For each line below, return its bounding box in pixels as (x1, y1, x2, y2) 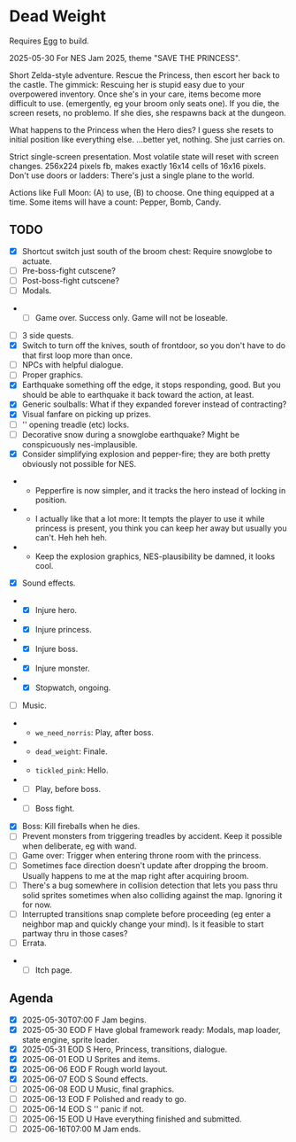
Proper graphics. (21, 369, 84, 380)
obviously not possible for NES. (21, 458, 137, 469)
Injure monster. (34, 663, 90, 673)
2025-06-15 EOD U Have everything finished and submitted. (21, 1114, 242, 1124)
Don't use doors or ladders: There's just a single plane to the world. (9, 170, 254, 181)
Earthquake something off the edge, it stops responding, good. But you (21, 379, 281, 391)
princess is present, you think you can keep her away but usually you (34, 523, 287, 533)
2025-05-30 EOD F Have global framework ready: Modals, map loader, (21, 1024, 281, 1035)
